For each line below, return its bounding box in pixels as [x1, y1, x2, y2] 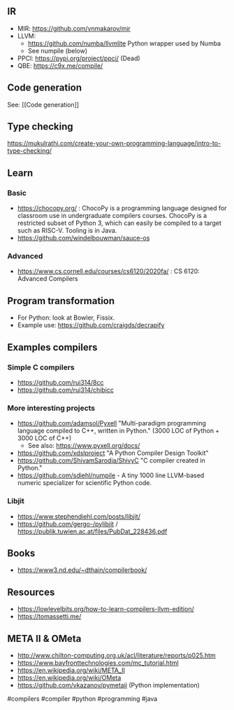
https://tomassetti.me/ [17, 613, 82, 621]
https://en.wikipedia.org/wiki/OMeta [17, 673, 122, 682]
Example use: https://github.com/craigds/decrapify [17, 321, 165, 329]
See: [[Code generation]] [7, 100, 79, 109]
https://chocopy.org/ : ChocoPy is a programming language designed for [17, 204, 227, 212]
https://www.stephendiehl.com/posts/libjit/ [17, 512, 141, 521]
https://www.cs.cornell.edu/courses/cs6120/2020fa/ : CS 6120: [17, 267, 200, 275]
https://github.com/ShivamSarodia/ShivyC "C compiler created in [17, 456, 206, 465]
